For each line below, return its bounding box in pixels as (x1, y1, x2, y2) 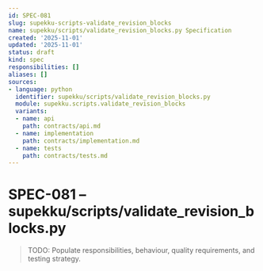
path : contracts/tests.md (22, 151, 109, 159)
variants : (15, 108, 48, 116)
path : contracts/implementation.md (22, 136, 140, 145)
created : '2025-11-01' (8, 33, 83, 42)
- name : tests (15, 144, 62, 152)
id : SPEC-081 (8, 11, 51, 20)
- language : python (8, 85, 73, 94)
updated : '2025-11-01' (8, 41, 83, 49)
